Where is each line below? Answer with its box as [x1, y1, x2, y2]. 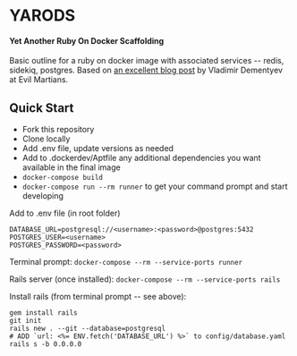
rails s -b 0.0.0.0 [9, 340, 82, 349]
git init [9, 317, 42, 326]
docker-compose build [21, 174, 103, 182]
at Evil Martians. [9, 74, 69, 85]
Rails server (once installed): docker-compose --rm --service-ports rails [9, 274, 281, 284]
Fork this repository [21, 124, 95, 135]
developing [21, 191, 64, 201]
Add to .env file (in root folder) [9, 208, 121, 219]
